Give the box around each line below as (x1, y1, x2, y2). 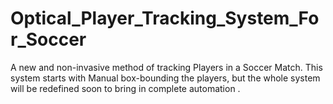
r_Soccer (10, 28, 87, 51)
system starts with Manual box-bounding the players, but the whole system (10, 72, 321, 84)
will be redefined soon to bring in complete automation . (10, 82, 241, 94)
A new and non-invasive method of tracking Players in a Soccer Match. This (10, 61, 323, 73)
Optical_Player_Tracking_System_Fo (10, 7, 320, 30)
